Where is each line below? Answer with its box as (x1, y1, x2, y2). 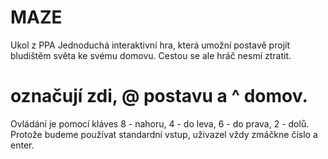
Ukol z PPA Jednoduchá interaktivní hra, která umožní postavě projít (10, 39, 290, 51)
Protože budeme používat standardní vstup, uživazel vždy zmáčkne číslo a (10, 128, 318, 140)
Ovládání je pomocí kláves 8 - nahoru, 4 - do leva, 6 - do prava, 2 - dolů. (10, 117, 310, 130)
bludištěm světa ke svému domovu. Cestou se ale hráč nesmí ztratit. (10, 49, 292, 61)
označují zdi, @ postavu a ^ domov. (10, 85, 308, 108)
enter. (10, 139, 35, 151)
